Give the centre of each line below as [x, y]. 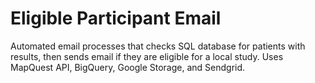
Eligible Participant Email [116, 18]
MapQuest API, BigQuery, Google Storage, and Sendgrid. [128, 67]
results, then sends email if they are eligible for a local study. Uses [147, 56]
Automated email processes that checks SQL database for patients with [158, 46]
